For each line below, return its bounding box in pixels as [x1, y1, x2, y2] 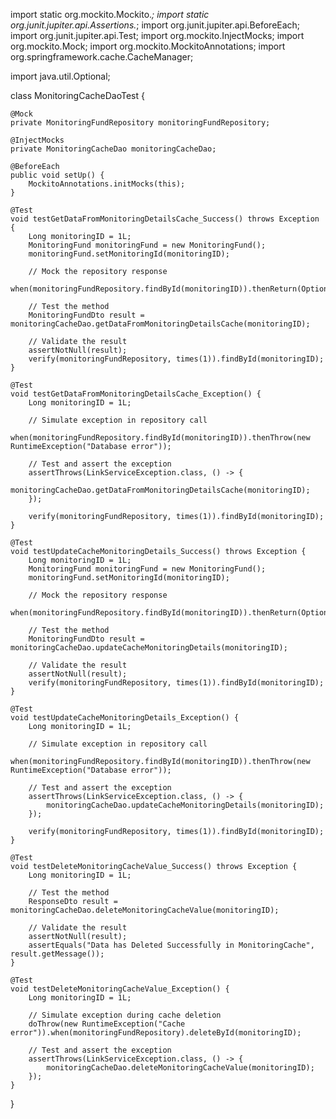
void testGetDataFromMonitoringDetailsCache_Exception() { [10, 389, 262, 399]
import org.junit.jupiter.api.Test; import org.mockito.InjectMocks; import [10, 30, 305, 41]
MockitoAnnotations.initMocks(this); [28, 179, 186, 189]
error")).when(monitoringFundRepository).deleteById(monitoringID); [10, 1028, 302, 1038]
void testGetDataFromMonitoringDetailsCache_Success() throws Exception [10, 214, 320, 224]
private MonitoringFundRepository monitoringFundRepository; [10, 118, 271, 128]
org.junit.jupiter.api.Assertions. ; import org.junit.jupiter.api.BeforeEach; [10, 19, 301, 31]
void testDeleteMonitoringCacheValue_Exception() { [10, 984, 230, 994]
